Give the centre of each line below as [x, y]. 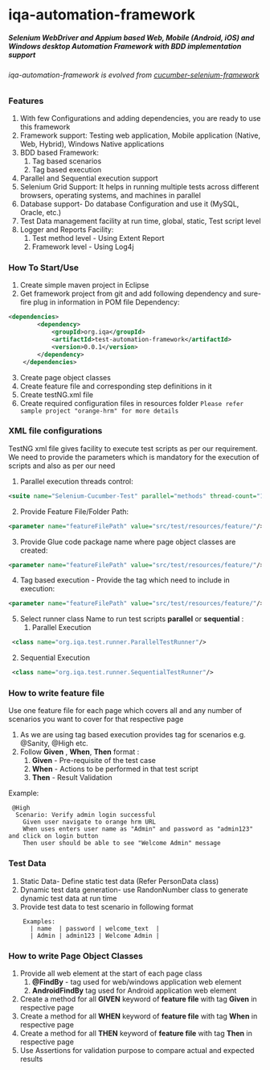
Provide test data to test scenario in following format [107, 906]
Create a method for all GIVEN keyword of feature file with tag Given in [138, 999]
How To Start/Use [43, 267]
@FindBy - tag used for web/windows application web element [137, 982]
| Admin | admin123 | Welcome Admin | [94, 935]
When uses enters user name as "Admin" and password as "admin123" [138, 829]
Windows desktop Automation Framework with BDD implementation [125, 46]
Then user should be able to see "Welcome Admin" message [122, 844]
